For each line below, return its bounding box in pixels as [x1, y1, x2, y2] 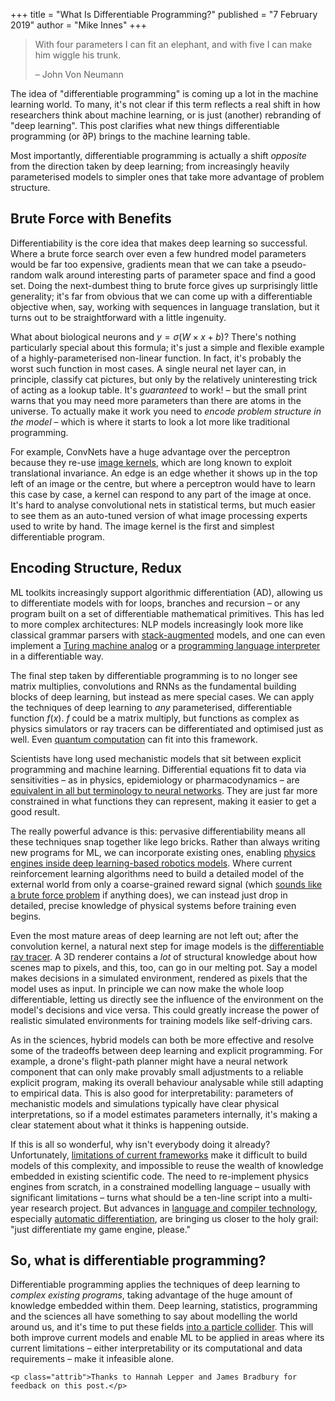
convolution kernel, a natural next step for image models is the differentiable [10, 940, 325, 952]
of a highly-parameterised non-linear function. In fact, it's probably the [10, 352, 302, 364]
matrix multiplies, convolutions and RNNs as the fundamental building [10, 680, 297, 692]
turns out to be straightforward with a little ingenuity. [10, 311, 227, 323]
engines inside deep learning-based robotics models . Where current [10, 857, 293, 869]
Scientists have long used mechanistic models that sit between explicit [10, 752, 302, 764]
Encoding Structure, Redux [10, 560, 182, 577]
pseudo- [271, 258, 307, 270]
